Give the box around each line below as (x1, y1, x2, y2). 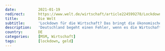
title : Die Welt (5, 16, 56, 21)
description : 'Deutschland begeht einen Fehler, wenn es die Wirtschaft (5, 25, 162, 30)
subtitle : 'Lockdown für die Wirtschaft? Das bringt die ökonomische (5, 20, 162, 26)
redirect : (5, 12, 26, 17)
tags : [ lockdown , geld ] (5, 39, 74, 44)
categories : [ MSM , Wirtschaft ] (5, 34, 76, 39)
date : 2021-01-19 (5, 7, 60, 12)
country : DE (5, 30, 43, 34)
